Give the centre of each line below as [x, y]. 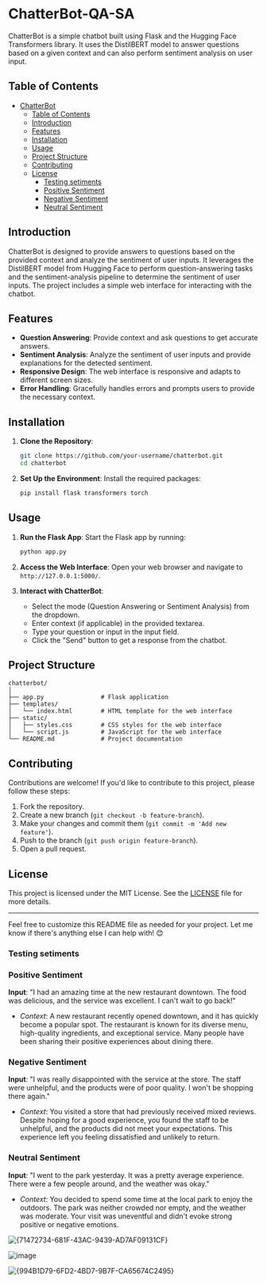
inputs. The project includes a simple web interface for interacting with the [130, 285]
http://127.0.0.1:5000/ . [60, 575]
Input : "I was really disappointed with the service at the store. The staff [125, 1079]
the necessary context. [57, 397]
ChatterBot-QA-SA [72, 14]
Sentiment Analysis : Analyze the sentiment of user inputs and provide [135, 354]
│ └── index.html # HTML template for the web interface [120, 711]
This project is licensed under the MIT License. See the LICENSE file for [126, 893]
